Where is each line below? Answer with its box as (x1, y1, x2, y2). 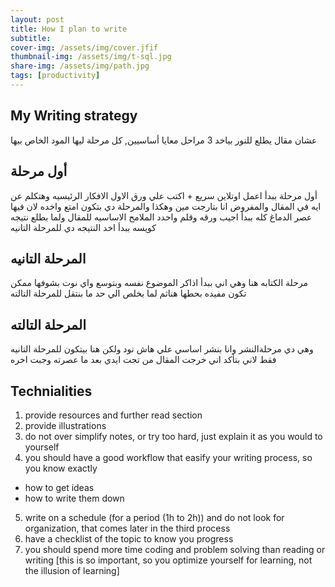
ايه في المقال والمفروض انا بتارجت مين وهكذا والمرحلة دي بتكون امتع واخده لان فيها (10, 200, 322, 212)
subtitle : (10, 33, 52, 43)
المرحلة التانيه (10, 250, 87, 267)
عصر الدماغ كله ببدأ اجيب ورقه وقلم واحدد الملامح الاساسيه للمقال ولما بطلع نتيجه (10, 211, 313, 223)
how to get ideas (24, 481, 95, 493)
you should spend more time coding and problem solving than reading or (24, 543, 326, 555)
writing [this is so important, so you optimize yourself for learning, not (24, 554, 313, 566)
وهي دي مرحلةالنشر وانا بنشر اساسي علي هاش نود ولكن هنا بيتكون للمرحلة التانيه (10, 343, 314, 355)
